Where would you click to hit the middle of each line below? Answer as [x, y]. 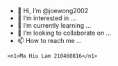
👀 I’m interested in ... [47, 18]
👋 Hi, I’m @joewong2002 [53, 11]
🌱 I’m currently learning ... [54, 25]
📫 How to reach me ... [49, 41]
